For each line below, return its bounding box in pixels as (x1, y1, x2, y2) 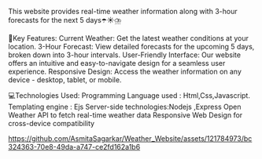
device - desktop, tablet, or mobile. (8, 75, 122, 85)
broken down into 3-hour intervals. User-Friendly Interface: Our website (8, 50, 242, 60)
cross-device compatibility (8, 119, 95, 128)
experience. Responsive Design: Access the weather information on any (8, 67, 242, 76)
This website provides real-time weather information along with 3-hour (8, 7, 238, 16)
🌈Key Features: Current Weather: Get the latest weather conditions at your (8, 34, 249, 42)
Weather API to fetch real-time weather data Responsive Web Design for (8, 110, 243, 120)
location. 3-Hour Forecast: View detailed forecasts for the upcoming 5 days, (8, 42, 255, 51)
